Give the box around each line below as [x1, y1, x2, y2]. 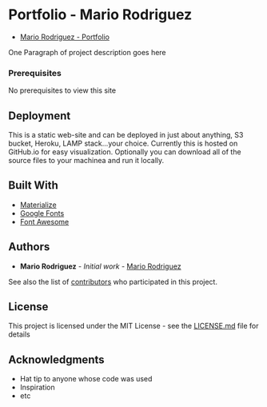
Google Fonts [19, 208, 65, 217]
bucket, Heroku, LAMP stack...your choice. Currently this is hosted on [8, 138, 238, 149]
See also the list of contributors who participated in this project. [8, 277, 218, 286]
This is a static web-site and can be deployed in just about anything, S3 [8, 130, 244, 140]
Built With [8, 178, 58, 193]
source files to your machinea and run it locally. [8, 156, 165, 166]
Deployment [8, 109, 71, 122]
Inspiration [19, 382, 55, 393]
